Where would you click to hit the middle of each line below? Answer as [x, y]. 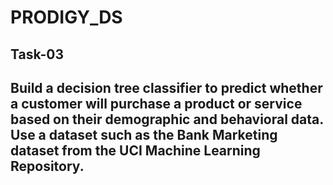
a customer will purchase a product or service [156, 103]
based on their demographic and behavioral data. [167, 119]
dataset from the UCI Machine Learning [135, 150]
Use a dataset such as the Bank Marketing [144, 134]
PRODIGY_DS [66, 17]
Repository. [47, 166]
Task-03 [37, 54]
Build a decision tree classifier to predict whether [166, 87]
